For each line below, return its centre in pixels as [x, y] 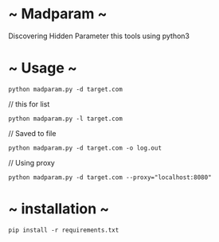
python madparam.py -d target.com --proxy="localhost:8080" [110, 177]
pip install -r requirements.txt [64, 230]
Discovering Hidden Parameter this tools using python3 [99, 36]
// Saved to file [32, 133]
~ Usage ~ [43, 68]
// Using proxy [32, 162]
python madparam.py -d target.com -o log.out [85, 148]
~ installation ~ [59, 209]
